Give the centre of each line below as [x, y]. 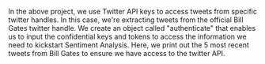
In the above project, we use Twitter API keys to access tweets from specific [133, 11]
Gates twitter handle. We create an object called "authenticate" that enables [132, 28]
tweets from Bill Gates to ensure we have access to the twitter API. [117, 53]
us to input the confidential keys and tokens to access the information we [127, 36]
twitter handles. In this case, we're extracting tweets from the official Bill [126, 20]
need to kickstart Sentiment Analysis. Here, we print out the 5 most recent [129, 45]
